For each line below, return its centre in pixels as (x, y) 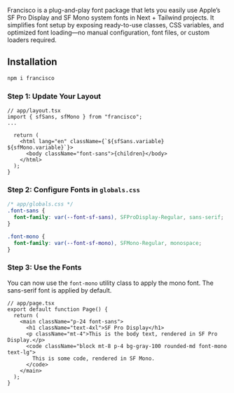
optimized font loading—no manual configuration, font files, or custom (109, 32)
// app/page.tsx (31, 303)
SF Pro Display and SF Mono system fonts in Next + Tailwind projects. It (111, 18)
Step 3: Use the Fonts (44, 267)
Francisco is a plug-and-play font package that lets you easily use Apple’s (114, 10)
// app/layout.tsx (34, 111)
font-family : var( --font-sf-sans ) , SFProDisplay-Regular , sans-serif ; (119, 218)
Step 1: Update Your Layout (54, 96)
